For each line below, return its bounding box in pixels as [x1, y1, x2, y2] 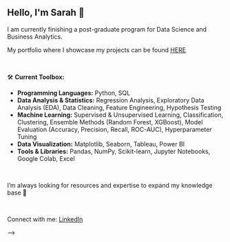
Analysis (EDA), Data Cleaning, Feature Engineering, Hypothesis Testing [17, 103, 222, 111]
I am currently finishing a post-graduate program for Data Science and [7, 25, 207, 33]
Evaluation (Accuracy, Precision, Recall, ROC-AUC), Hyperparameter [17, 125, 212, 133]
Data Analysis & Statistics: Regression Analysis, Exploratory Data [17, 96, 205, 104]
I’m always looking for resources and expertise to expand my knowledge [7, 181, 213, 189]
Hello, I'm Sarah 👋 [7, 7, 85, 19]
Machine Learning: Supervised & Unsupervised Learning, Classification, [17, 111, 224, 119]
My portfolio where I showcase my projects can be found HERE [7, 45, 187, 54]
